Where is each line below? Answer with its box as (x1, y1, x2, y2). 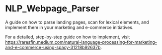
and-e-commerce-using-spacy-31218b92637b (5, 44, 101, 50)
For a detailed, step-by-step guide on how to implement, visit (5, 34, 130, 40)
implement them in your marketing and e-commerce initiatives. (5, 24, 134, 30)
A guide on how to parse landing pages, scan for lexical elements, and (5, 19, 149, 25)
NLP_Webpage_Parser (5, 3, 99, 14)
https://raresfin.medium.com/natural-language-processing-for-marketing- (5, 39, 158, 45)
